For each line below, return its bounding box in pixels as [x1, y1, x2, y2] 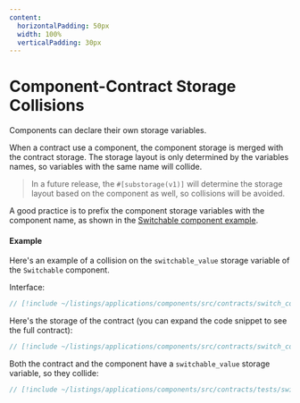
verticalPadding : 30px [17, 38, 102, 47]
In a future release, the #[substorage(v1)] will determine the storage [30, 179, 283, 189]
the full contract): [9, 325, 73, 336]
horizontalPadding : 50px [17, 21, 110, 30]
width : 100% [17, 29, 62, 38]
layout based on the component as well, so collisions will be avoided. [30, 189, 286, 199]
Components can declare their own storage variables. [9, 125, 207, 136]
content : [9, 13, 42, 22]
